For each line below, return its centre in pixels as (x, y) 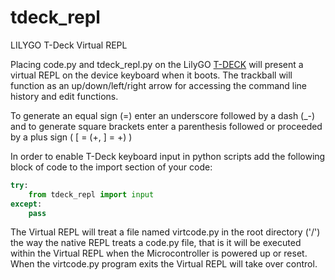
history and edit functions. (64, 96)
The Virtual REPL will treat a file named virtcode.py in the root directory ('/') (165, 232)
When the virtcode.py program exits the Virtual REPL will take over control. (164, 264)
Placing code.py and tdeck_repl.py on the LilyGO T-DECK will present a (157, 64)
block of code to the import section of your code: (111, 167)
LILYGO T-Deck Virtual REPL (69, 45)
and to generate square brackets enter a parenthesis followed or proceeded (166, 126)
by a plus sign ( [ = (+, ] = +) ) (71, 137)
